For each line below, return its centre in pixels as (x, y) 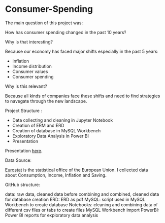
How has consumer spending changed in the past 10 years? (66, 32)
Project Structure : (24, 111)
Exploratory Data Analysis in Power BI (50, 136)
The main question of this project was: (44, 23)
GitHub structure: (23, 185)
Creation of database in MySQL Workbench (56, 130)
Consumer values (30, 71)
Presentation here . (24, 150)
